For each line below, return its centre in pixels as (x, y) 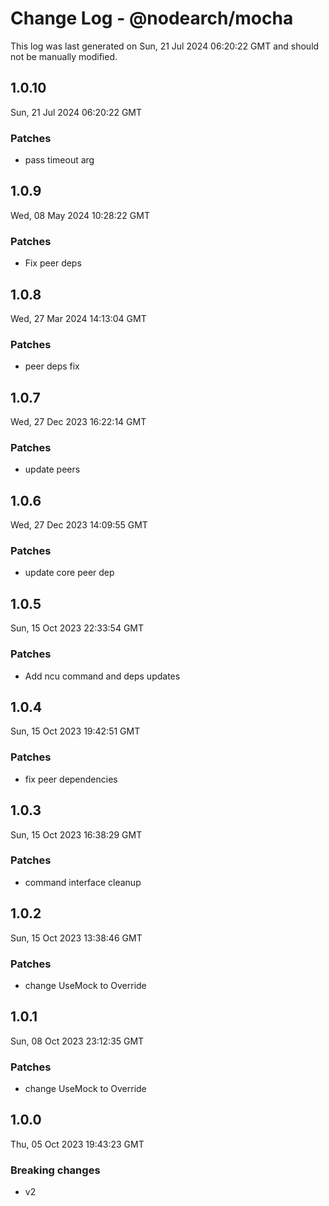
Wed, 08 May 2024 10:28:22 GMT (80, 215)
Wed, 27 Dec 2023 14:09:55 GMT (79, 525)
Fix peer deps (53, 263)
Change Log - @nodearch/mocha (152, 18)
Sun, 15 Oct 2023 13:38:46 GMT (76, 938)
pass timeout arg (59, 160)
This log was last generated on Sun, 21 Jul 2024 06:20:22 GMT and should (165, 46)
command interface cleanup (83, 882)
